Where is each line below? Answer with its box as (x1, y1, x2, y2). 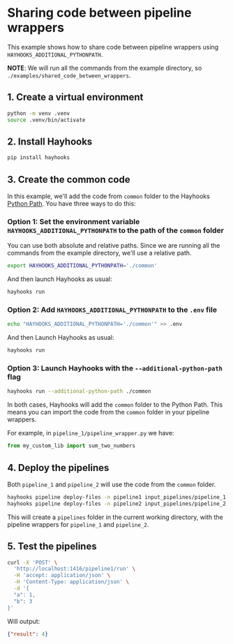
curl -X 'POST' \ (7, 559, 58, 566)
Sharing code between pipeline (7, 5, 192, 21)
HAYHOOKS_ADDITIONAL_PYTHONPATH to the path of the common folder (7, 225, 225, 235)
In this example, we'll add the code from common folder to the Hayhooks (7, 192, 211, 200)
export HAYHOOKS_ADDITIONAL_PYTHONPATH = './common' (7, 262, 158, 269)
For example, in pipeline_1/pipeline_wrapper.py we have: (7, 429, 174, 437)
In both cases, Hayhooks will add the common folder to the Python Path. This (7, 400, 223, 409)
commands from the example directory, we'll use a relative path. (7, 249, 192, 257)
